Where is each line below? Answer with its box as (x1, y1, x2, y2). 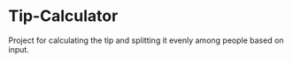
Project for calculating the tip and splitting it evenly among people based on (8, 35, 284, 45)
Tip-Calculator (8, 6, 119, 26)
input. (8, 44, 30, 54)
